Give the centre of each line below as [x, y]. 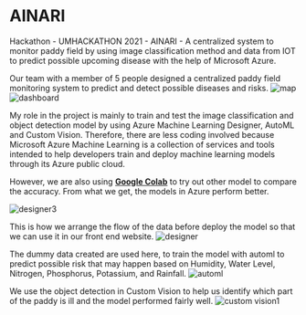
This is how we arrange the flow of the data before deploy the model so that [153, 226]
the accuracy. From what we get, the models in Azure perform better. [139, 191]
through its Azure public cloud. [68, 163]
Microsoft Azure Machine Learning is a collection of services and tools [142, 144]
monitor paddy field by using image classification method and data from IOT [153, 50]
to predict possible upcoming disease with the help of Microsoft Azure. [143, 60]
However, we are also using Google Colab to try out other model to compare [153, 181]
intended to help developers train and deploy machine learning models [142, 154]
